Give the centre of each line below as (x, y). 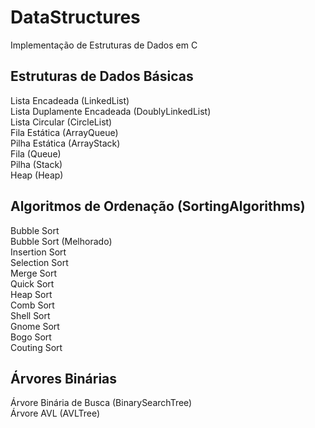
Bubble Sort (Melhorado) (61, 241)
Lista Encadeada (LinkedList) (70, 100)
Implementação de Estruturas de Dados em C (104, 45)
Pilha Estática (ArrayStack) (65, 143)
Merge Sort (33, 273)
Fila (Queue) (36, 153)
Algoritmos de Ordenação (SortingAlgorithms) (158, 206)
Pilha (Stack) (36, 164)
